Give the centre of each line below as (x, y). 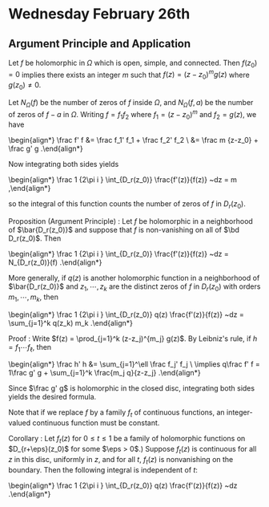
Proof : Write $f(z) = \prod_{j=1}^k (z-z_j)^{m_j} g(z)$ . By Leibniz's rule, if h (133, 339)
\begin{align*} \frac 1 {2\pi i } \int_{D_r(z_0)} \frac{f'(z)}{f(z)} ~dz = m (123, 180)
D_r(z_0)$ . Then (35, 238)
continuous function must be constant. (96, 423)
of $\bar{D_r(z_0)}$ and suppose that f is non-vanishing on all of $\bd (124, 230)
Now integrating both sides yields (64, 164)
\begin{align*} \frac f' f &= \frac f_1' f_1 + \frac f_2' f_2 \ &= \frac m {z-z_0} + (133, 140)
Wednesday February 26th (99, 14)
